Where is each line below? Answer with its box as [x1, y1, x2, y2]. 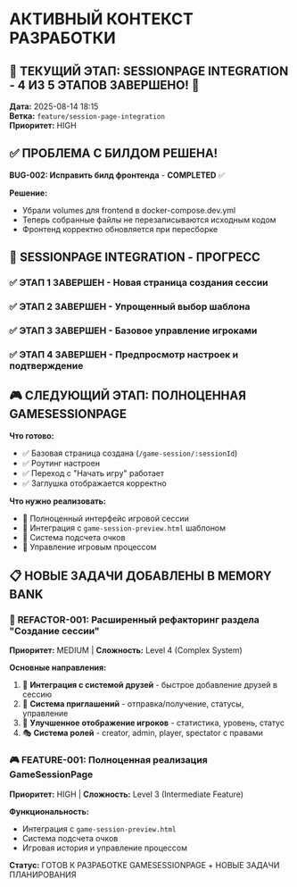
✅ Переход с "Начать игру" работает [21, 467, 165, 478]
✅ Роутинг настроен [21, 457, 101, 468]
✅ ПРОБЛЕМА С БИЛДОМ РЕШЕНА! [9, 146, 219, 161]
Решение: [9, 188, 48, 198]
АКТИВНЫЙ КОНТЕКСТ [9, 9, 194, 29]
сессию [21, 689, 53, 700]
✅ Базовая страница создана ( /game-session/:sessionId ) [21, 448, 238, 458]
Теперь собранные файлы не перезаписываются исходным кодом [21, 214, 276, 225]
